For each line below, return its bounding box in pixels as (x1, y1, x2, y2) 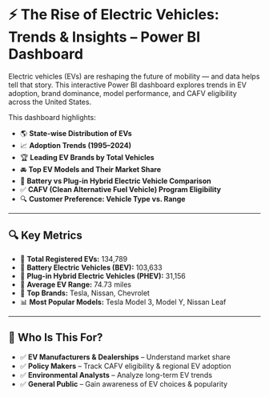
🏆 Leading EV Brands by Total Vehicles (19, 152, 155, 162)
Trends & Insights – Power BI (8, 28, 201, 46)
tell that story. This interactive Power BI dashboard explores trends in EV (8, 80, 247, 90)
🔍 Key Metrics (8, 229, 82, 243)
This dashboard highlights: (8, 112, 96, 122)
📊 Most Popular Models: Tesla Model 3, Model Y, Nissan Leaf (19, 297, 227, 307)
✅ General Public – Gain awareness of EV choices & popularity (19, 379, 228, 388)
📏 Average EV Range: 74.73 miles (19, 279, 132, 289)
